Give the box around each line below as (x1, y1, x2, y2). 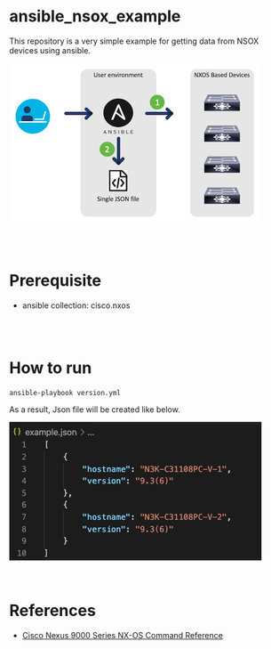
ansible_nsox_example (9, 6, 181, 27)
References (9, 601, 96, 621)
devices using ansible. (9, 45, 92, 55)
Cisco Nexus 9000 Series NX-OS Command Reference (21, 629, 224, 640)
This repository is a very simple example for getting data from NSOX (9, 36, 259, 46)
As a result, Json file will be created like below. (9, 403, 180, 415)
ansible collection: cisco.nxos (21, 300, 131, 311)
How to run (9, 358, 92, 378)
